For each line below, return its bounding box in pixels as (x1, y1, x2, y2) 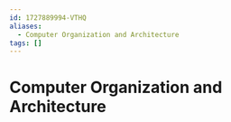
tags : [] (9, 38, 42, 48)
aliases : (9, 22, 42, 31)
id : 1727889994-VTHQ (9, 13, 88, 23)
